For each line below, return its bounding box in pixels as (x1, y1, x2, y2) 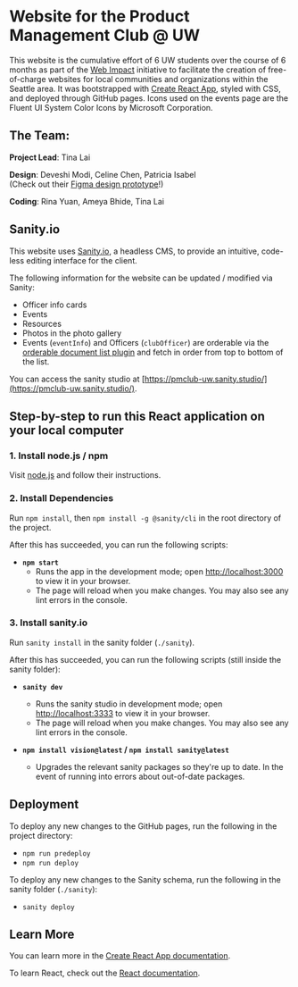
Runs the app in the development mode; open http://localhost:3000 (35, 565, 284, 577)
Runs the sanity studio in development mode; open (35, 698, 223, 709)
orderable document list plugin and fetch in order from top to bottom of (21, 347, 284, 357)
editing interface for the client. (26, 255, 137, 265)
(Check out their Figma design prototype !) (9, 179, 164, 189)
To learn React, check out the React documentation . (9, 967, 201, 979)
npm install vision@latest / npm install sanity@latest (21, 744, 229, 755)
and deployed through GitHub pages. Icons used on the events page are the (9, 92, 289, 104)
